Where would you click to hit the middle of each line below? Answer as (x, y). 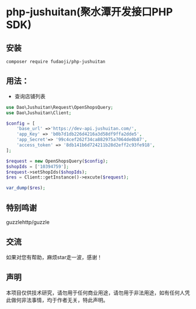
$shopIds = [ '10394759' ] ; (37, 166)
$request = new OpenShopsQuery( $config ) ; (57, 161)
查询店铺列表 (30, 96)
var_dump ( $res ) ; (26, 188)
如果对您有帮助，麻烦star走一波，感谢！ (54, 257)
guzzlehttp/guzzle (28, 222)
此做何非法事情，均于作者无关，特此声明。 (57, 300)
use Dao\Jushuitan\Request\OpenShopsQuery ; (60, 107)
